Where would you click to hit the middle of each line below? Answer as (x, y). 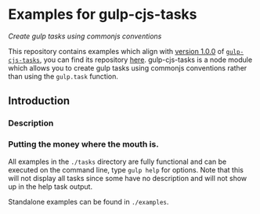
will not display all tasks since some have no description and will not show (128, 178)
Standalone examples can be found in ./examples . (88, 201)
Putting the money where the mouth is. (83, 144)
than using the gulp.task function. (63, 76)
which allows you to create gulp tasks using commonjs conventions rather (128, 67)
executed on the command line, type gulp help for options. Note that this (126, 169)
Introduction (39, 101)
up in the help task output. (50, 187)
